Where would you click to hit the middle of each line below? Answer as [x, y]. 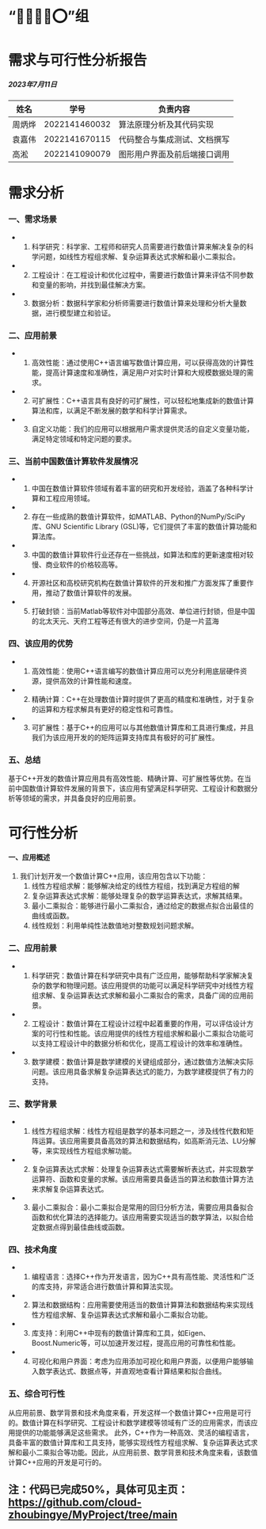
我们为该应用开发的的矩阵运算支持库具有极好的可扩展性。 [125, 737]
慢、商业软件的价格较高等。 [77, 565]
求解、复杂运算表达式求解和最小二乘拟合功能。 [135, 1315]
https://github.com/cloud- [75, 1502]
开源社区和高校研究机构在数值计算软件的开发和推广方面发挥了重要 [139, 583]
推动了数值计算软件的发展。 [91, 593]
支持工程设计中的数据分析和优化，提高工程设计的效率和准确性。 [142, 1043]
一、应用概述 [29, 857]
